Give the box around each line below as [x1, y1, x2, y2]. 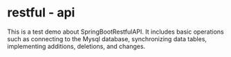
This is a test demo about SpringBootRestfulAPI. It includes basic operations [7, 27, 224, 36]
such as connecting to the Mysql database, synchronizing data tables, [7, 34, 207, 43]
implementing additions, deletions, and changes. [7, 42, 146, 50]
